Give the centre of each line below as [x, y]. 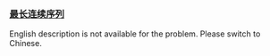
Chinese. [25, 44]
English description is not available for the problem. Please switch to [135, 34]
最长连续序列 [37, 13]
